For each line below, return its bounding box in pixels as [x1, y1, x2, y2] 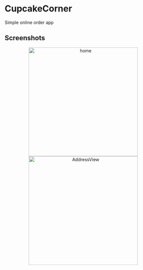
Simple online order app [4, 19, 54, 25]
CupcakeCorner [4, 3, 73, 14]
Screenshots [4, 34, 45, 42]
